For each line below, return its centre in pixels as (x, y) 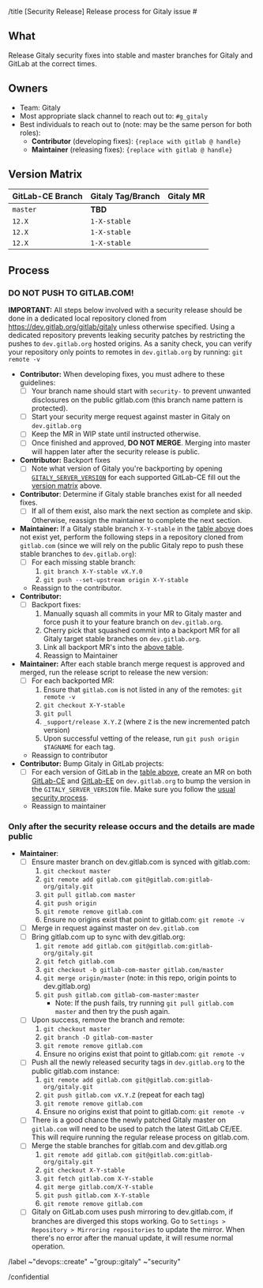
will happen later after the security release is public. (115, 452)
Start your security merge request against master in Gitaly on (131, 417)
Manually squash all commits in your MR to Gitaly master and (143, 613)
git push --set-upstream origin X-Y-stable (116, 580)
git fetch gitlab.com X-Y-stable (98, 1179)
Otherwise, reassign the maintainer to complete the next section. (137, 520)
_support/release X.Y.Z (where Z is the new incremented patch (147, 721)
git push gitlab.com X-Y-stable (96, 1196)
